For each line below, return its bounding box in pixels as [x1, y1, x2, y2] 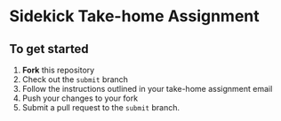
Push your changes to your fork [21, 93, 139, 103]
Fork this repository [21, 64, 95, 75]
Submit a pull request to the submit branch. [21, 102, 181, 112]
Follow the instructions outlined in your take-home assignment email [21, 84, 273, 94]
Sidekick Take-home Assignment [9, 6, 260, 26]
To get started [9, 42, 89, 57]
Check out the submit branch [21, 74, 129, 85]
